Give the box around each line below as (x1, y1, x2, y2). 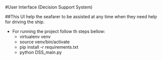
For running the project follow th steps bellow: (12, 29, 106, 34)
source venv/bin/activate (19, 39, 70, 45)
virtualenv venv (19, 34, 51, 39)
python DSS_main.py (19, 49, 62, 55)
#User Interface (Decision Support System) (5, 4, 93, 10)
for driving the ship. (5, 19, 45, 25)
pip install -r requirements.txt (19, 44, 79, 50)
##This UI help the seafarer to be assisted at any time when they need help (5, 14, 157, 19)
